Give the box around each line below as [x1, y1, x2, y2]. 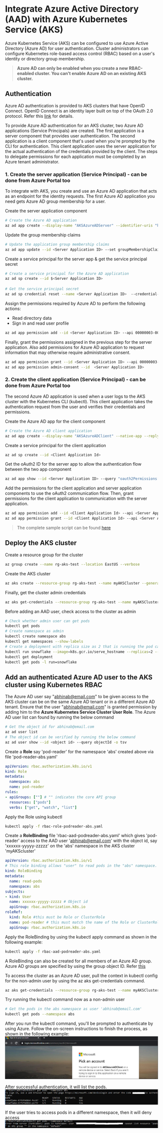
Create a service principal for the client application [5, 442, 106, 448]
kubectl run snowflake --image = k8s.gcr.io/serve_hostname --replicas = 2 [5, 649, 153, 654]
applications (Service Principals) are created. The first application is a [5, 128, 145, 134]
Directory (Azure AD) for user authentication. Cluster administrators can [5, 45, 149, 51]
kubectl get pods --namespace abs [5, 1012, 75, 1017]
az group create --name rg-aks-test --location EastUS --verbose [5, 562, 140, 566]
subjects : [5, 889, 25, 894]
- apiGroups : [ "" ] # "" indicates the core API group [5, 795, 116, 800]
